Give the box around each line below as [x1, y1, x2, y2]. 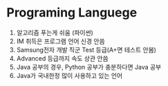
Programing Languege [6, 5, 138, 21]
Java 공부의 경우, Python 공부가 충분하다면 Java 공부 [16, 63, 162, 71]
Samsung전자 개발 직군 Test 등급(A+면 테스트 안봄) [16, 45, 157, 54]
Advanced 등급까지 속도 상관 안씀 [16, 54, 109, 63]
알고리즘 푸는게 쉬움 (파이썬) [16, 28, 94, 36]
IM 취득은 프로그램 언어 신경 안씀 [16, 36, 105, 45]
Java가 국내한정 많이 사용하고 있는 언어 [16, 71, 122, 80]
